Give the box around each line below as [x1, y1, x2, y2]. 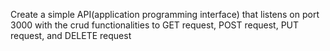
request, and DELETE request [10, 30, 132, 41]
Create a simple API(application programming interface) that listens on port [10, 9, 320, 20]
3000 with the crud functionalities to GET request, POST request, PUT [10, 19, 300, 31]
